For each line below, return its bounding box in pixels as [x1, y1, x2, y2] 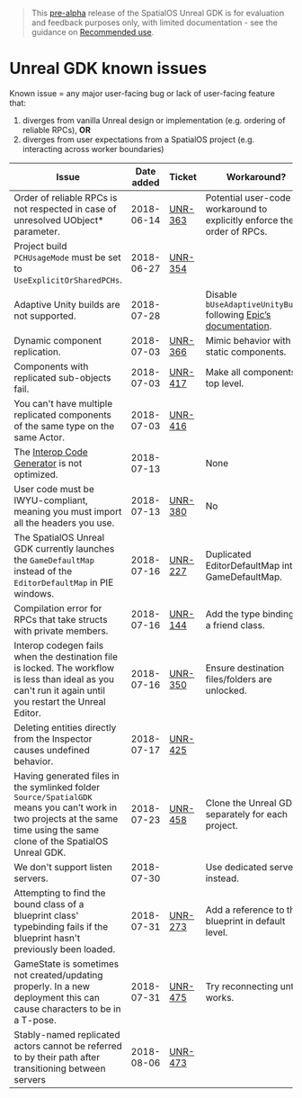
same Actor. [13, 431, 66, 444]
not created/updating [13, 968, 103, 981]
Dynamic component [13, 334, 102, 346]
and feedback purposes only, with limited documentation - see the [31, 17, 279, 28]
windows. [13, 587, 55, 599]
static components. [205, 346, 287, 358]
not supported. [13, 310, 76, 322]
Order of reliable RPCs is [13, 191, 118, 203]
